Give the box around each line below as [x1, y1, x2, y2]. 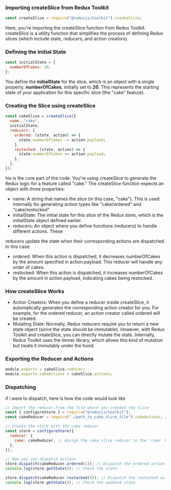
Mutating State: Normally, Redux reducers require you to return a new [12, 321, 159, 327]
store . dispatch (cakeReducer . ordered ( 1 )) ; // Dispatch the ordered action [5, 461, 165, 467]
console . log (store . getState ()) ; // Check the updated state [5, 480, 136, 485]
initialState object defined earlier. [12, 217, 82, 223]
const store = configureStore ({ [5, 428, 74, 434]
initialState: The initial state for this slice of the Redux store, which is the [12, 212, 164, 218]
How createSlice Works [5, 287, 65, 294]
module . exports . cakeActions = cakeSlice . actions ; [5, 371, 113, 377]
